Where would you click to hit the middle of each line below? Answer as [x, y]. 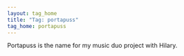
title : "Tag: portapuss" [43, 20]
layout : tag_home [32, 13]
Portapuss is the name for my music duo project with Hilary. [92, 46]
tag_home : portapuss [37, 26]
